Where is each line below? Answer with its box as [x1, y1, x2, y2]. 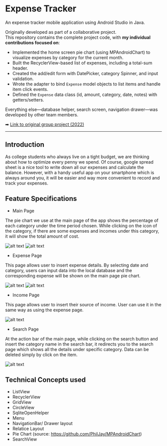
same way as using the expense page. [5, 307, 83, 313]
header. [12, 65, 28, 71]
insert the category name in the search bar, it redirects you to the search [5, 341, 154, 347]
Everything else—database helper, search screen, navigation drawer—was [5, 106, 158, 112]
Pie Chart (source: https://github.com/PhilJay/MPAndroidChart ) [12, 431, 142, 437]
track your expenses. [5, 180, 49, 186]
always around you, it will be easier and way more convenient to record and [5, 175, 160, 180]
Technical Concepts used [5, 375, 86, 384]
